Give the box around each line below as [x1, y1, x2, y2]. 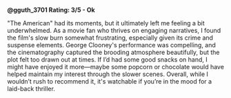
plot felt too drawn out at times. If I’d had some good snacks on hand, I [7, 56, 208, 64]
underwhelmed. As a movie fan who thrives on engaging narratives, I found [7, 27, 221, 34]
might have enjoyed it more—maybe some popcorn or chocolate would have [7, 63, 224, 71]
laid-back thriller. [7, 85, 55, 93]
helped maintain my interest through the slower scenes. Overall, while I [7, 70, 209, 78]
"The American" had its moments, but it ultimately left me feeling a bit [7, 19, 205, 27]
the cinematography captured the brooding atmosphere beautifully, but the [7, 48, 220, 56]
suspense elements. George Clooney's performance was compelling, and [7, 41, 216, 49]
